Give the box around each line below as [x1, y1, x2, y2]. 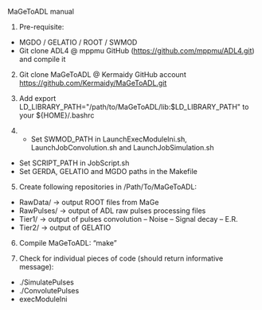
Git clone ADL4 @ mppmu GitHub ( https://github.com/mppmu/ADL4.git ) [18, 46, 256, 55]
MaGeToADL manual [7, 7, 75, 16]
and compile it [18, 55, 66, 64]
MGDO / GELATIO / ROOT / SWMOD [18, 37, 138, 47]
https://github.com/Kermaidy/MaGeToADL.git [18, 79, 167, 87]
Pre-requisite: [18, 22, 65, 31]
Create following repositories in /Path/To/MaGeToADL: [18, 182, 197, 192]
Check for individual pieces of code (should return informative [18, 254, 224, 263]
